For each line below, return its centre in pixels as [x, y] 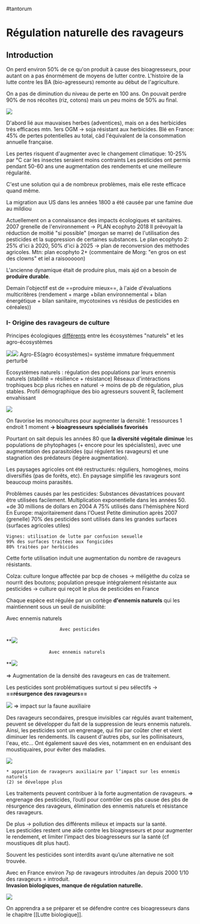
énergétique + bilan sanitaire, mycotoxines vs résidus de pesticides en [93, 301]
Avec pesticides [80, 629]
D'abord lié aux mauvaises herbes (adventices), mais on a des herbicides [96, 123]
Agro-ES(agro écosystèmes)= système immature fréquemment [97, 354]
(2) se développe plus [34, 782]
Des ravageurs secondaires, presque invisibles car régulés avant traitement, [100, 718]
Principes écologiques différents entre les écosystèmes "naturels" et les [95, 336]
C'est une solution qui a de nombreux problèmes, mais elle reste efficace [96, 184]
